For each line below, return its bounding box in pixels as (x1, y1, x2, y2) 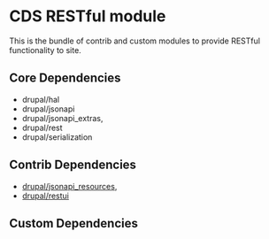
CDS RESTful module (9, 6, 166, 27)
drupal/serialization (21, 131, 93, 143)
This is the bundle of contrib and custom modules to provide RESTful (9, 35, 261, 46)
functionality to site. (9, 44, 81, 55)
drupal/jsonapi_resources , (21, 181, 118, 191)
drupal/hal (21, 94, 60, 104)
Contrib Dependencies (9, 158, 137, 173)
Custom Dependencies (9, 215, 139, 231)
